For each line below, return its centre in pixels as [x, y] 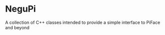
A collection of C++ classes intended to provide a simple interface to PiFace [83, 22]
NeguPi [21, 9]
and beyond [17, 27]
